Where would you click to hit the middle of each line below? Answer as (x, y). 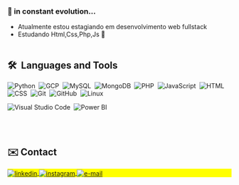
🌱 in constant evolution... (52, 11)
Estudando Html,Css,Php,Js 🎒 (61, 34)
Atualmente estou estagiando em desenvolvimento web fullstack (112, 27)
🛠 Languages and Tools (63, 65)
